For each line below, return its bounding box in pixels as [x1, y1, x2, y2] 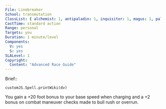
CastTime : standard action [5, 21, 61, 26]
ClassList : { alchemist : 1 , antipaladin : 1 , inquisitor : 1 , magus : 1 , [5, 16, 154, 21]
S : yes [9, 48, 23, 53]
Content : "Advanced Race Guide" [9, 62, 77, 67]
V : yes [9, 44, 23, 49]
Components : [5, 39, 30, 44]
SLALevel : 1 [5, 53, 30, 58]
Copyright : [5, 58, 28, 63]
